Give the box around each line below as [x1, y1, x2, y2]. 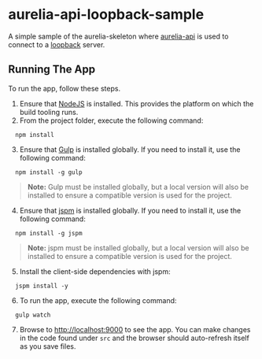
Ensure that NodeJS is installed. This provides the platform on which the [19, 98, 254, 108]
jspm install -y [15, 282, 68, 290]
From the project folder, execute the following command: [19, 116, 204, 125]
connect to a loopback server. [8, 39, 105, 49]
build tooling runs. [19, 107, 79, 117]
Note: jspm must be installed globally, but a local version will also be [27, 242, 249, 253]
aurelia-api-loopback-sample [8, 6, 205, 24]
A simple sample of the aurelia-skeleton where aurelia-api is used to [8, 31, 229, 41]
